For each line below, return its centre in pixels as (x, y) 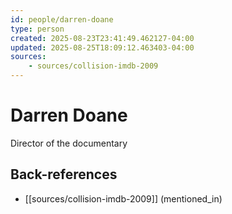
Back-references (64, 174)
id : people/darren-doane (62, 19)
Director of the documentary (69, 143)
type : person (37, 29)
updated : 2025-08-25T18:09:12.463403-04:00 (102, 47)
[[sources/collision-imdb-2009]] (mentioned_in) (123, 198)
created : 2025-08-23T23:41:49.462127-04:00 (102, 38)
